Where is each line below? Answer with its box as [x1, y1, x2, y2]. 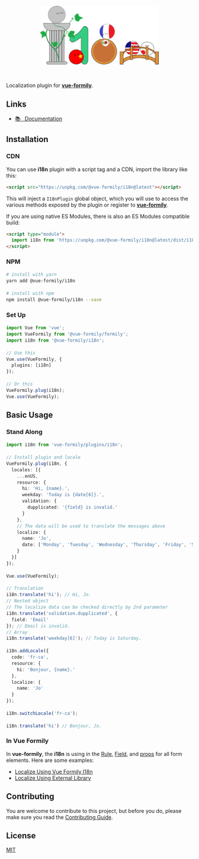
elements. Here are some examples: [6, 757, 94, 764]
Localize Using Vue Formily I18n [14, 768, 93, 775]
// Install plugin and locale [6, 455, 81, 461]
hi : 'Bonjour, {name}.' [17, 667, 76, 673]
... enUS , [17, 473, 38, 479]
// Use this [6, 350, 36, 356]
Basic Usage [6, 410, 53, 420]
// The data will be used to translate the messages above [17, 523, 166, 529]
